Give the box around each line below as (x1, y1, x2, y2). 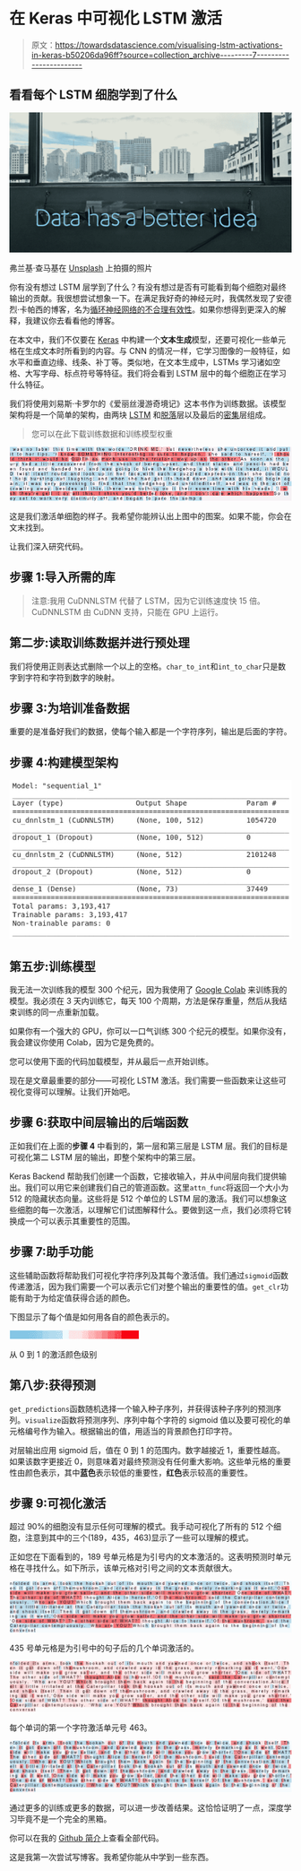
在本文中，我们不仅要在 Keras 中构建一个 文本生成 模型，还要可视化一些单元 (9, 333, 287, 345)
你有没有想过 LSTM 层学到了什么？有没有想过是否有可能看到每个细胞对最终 (9, 282, 287, 292)
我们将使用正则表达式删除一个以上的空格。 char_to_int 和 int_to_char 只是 (9, 661, 279, 671)
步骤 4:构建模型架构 (9, 755, 119, 770)
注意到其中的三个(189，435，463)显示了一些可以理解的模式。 (24, 1532, 254, 1543)
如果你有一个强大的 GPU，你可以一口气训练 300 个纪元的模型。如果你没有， (9, 1026, 291, 1036)
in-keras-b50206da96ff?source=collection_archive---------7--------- (30, 49, 289, 60)
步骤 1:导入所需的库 (9, 570, 116, 585)
